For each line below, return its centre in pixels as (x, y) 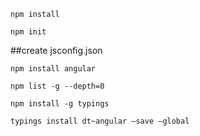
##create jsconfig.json (56, 50)
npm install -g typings (60, 104)
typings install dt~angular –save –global (100, 121)
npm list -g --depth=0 (57, 86)
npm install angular (53, 69)
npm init (28, 32)
